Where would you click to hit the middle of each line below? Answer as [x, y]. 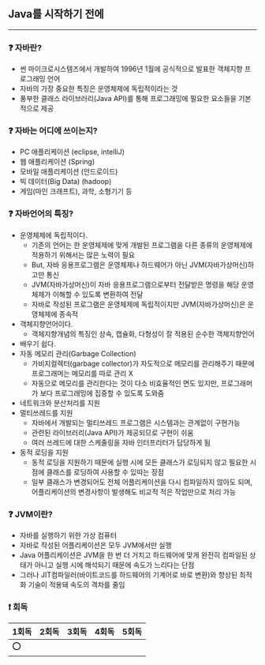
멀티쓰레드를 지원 [46, 412]
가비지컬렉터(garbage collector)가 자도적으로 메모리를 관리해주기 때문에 [143, 363]
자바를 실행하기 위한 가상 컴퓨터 [68, 535]
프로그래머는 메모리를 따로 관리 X [82, 373]
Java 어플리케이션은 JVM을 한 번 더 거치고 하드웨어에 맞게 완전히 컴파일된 [134, 555]
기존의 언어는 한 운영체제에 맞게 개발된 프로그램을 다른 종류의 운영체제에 [142, 245]
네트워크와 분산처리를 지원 [60, 403]
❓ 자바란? [25, 47]
